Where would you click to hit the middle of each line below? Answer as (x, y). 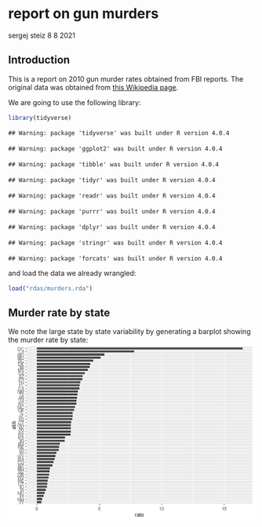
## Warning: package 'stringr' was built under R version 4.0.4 (115, 243)
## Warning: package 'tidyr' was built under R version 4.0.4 (112, 180)
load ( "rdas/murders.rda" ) (50, 288)
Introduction (39, 60)
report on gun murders (84, 14)
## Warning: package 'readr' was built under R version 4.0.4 (112, 196)
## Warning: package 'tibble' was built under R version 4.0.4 (114, 164)
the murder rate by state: (48, 340)
